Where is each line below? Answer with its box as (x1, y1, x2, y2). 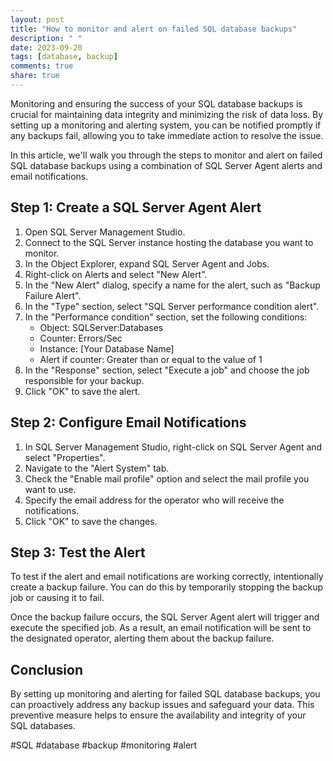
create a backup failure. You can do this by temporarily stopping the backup (10, 581, 324, 593)
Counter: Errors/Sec (39, 332, 123, 344)
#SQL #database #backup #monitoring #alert (10, 739, 198, 751)
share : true (10, 71, 60, 81)
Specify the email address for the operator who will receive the (24, 494, 285, 506)
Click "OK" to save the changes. (24, 515, 158, 527)
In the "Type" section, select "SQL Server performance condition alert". (24, 300, 320, 312)
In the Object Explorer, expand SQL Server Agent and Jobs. (24, 257, 270, 270)
